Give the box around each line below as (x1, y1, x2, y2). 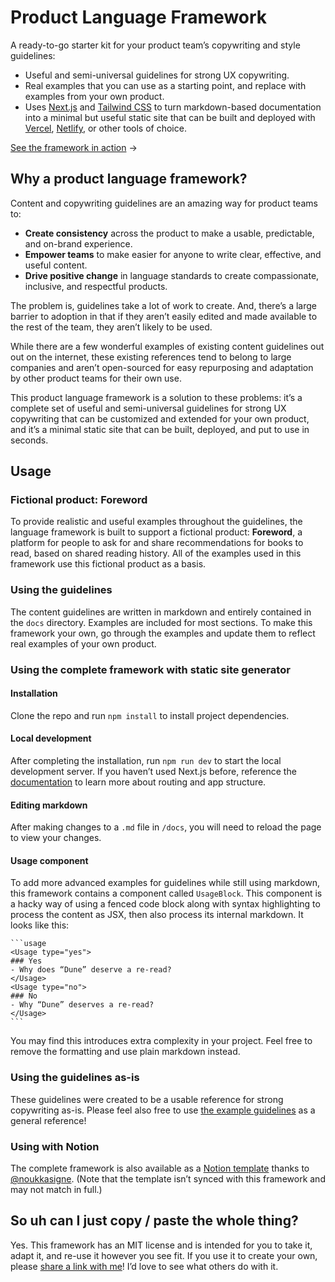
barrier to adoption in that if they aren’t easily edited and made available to (10, 310, 318, 322)
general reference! (10, 1114, 87, 1126)
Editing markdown (10, 799, 88, 811)
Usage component (10, 854, 89, 866)
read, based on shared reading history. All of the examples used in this (10, 547, 302, 560)
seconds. (10, 434, 49, 446)
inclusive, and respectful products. (24, 280, 168, 292)
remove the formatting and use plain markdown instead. (10, 1046, 241, 1058)
